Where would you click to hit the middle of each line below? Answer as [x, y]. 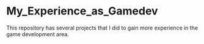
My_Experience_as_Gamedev [82, 11]
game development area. [38, 34]
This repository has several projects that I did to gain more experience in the [102, 28]
